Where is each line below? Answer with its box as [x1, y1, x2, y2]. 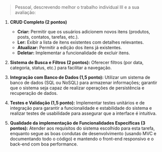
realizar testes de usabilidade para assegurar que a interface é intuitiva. [9, 110, 157, 116]
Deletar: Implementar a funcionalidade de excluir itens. [17, 50, 130, 56]
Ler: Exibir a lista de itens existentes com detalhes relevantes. [17, 39, 144, 45]
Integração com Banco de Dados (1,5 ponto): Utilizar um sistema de [9, 75, 151, 80]
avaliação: [14, 9, 36, 15]
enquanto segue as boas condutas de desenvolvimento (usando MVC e [9, 131, 157, 136]
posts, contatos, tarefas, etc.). [17, 34, 79, 40]
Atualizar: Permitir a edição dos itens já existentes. [17, 45, 122, 50]
